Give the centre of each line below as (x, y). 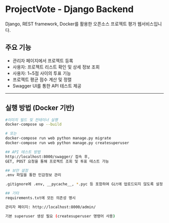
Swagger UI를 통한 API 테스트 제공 (47, 86)
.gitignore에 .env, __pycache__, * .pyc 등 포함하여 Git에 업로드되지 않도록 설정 (84, 184)
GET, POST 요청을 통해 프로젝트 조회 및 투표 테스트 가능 (57, 161)
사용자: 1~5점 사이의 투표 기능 (42, 73)
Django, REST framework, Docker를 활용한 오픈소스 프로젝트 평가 (71, 24)
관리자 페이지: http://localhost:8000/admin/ (51, 207)
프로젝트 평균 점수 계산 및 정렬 (42, 80)
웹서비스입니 (150, 24)
